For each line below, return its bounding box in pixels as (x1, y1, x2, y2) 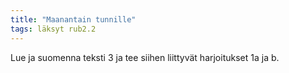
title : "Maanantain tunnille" (10, 14, 137, 25)
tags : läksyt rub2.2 (10, 24, 97, 34)
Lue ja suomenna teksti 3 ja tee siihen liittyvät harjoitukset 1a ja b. (10, 51, 280, 63)
